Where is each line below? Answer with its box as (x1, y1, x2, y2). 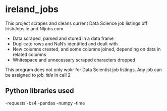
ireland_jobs (5, 4, 59, 15)
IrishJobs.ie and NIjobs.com (5, 25, 64, 31)
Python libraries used (5, 87, 74, 95)
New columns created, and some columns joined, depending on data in (12, 46, 161, 52)
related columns (12, 51, 46, 58)
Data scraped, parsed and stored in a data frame (12, 35, 114, 41)
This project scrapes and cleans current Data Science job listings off (5, 20, 148, 26)
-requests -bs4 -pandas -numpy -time (5, 100, 85, 106)
